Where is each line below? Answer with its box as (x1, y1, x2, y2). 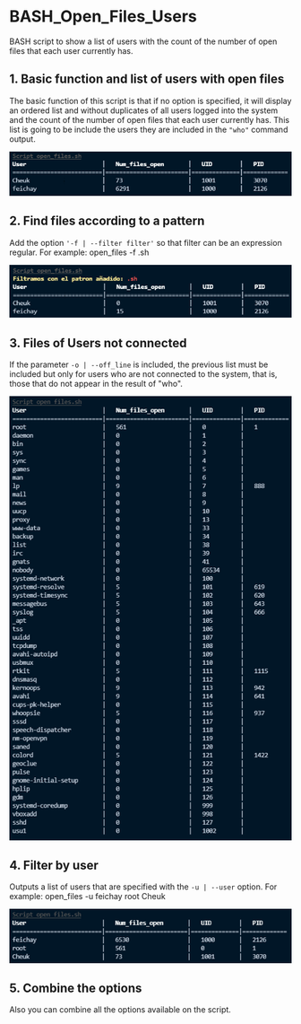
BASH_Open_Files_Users (9, 6, 197, 27)
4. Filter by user (9, 857, 99, 872)
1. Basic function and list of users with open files (9, 72, 285, 87)
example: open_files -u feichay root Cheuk (9, 891, 166, 902)
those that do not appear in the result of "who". (9, 379, 184, 389)
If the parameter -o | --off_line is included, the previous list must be (9, 359, 269, 370)
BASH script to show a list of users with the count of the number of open (9, 36, 278, 47)
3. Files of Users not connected (9, 335, 187, 351)
